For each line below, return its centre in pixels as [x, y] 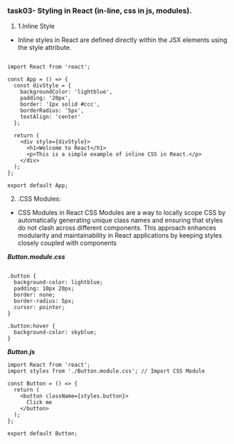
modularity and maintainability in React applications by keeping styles [120, 236]
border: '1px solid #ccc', [60, 105]
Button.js [21, 352]
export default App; [38, 186]
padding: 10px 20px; [44, 289]
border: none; [34, 295]
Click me [39, 403]
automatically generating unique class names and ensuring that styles [120, 221]
